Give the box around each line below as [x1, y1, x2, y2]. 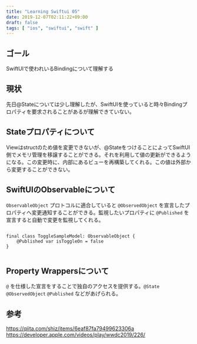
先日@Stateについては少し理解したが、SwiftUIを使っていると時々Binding [6, 101, 182, 108]
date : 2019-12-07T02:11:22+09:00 [6, 14, 88, 20]
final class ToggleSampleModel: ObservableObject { [6, 233, 135, 239]
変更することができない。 [11, 166, 74, 173]
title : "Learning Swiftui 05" [6, 8, 81, 15]
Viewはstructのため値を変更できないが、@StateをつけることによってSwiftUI [6, 144, 191, 151]
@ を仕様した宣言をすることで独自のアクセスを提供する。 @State [6, 283, 160, 290]
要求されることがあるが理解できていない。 [31, 108, 135, 115]
